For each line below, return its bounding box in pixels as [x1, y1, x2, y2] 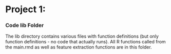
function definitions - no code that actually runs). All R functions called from [5, 39, 166, 45]
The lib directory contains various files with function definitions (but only [5, 33, 159, 39]
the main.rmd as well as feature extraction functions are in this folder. [5, 44, 153, 50]
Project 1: [5, 4, 46, 15]
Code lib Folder [5, 22, 44, 29]
